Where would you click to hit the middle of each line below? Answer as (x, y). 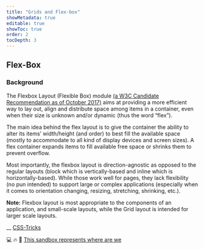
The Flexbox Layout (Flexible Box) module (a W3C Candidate (83, 96)
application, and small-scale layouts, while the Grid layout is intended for (97, 209)
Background (25, 82)
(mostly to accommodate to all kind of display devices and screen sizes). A (100, 140)
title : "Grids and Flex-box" (43, 12)
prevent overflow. (28, 153)
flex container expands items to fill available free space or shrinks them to (99, 146)
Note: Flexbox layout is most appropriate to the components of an (89, 203)
